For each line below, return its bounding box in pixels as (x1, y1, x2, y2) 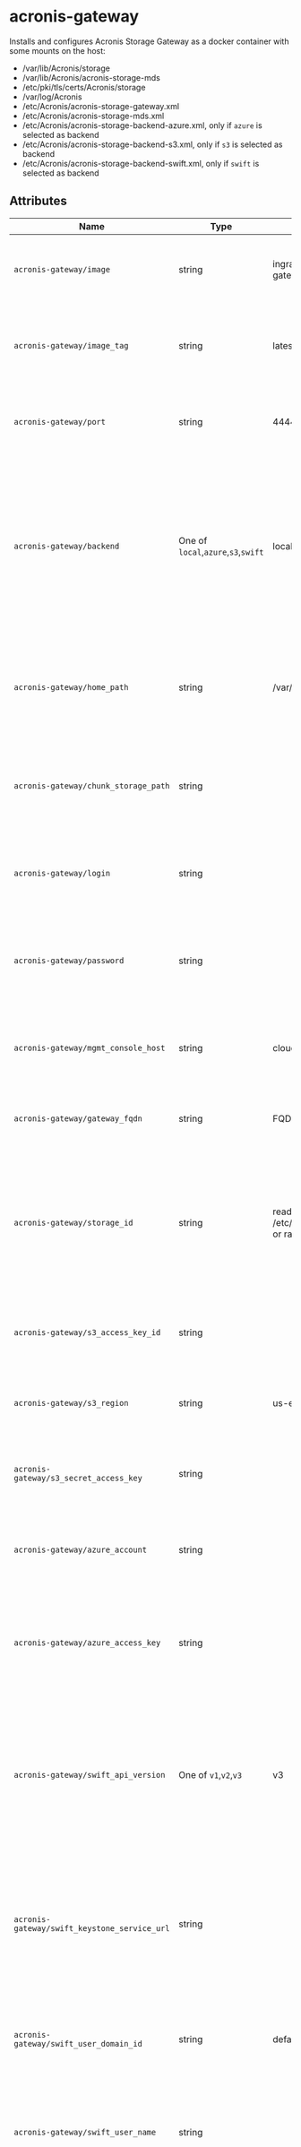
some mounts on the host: (9, 45, 106, 56)
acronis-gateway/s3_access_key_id (13, 1327, 161, 1337)
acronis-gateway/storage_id (13, 1217, 133, 1228)
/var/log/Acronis (21, 91, 82, 102)
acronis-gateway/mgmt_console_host (13, 1042, 166, 1053)
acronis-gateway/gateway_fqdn (13, 1113, 143, 1124)
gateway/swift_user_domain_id (13, 2039, 143, 2048)
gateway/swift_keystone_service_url (13, 1923, 170, 1933)
